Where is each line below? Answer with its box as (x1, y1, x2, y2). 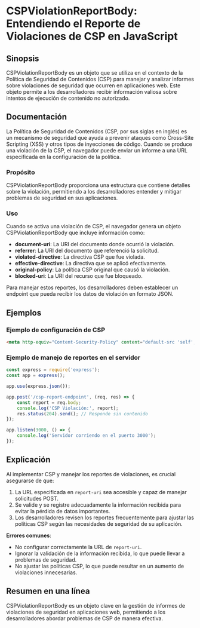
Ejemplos (6, 308, 42, 318)
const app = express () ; (6, 372, 66, 379)
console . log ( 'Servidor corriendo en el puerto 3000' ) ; (17, 433, 156, 439)
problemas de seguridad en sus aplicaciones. (6, 194, 118, 201)
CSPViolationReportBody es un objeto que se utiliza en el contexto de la (6, 69, 183, 76)
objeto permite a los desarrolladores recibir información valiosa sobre (6, 88, 177, 95)
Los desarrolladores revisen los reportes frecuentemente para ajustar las (14, 514, 194, 521)
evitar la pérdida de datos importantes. (14, 507, 110, 514)
